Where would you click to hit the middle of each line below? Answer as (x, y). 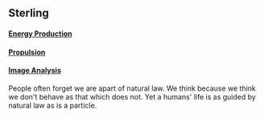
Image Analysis (35, 71)
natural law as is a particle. (53, 105)
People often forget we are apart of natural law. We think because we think (132, 88)
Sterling (29, 13)
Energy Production (40, 33)
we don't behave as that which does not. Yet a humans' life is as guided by (132, 96)
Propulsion (27, 52)
